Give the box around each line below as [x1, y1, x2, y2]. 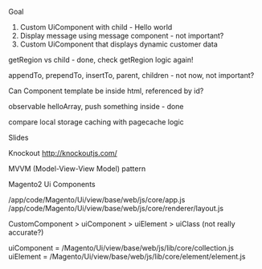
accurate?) [8, 228, 44, 237]
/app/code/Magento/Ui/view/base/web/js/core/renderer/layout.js [8, 204, 223, 213]
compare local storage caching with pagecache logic [8, 117, 185, 127]
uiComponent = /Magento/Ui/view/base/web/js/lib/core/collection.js [8, 243, 235, 252]
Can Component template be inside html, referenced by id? [8, 86, 204, 96]
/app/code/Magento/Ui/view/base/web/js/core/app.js [8, 195, 186, 204]
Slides [8, 132, 29, 142]
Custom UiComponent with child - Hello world [19, 22, 173, 31]
